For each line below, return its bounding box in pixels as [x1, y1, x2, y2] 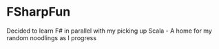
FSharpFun [6, 4, 71, 20]
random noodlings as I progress [6, 33, 97, 42]
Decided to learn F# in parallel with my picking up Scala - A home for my [6, 27, 213, 35]
